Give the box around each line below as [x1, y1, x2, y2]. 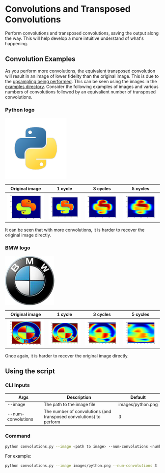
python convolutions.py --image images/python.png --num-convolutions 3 [5, 463, 157, 468]
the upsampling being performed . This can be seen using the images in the [5, 78, 157, 84]
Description [67, 394, 92, 400]
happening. [5, 40, 28, 46]
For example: [5, 453, 32, 459]
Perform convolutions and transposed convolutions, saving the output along [5, 30, 159, 36]
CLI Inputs [5, 382, 30, 389]
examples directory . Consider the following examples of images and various [5, 84, 159, 89]
